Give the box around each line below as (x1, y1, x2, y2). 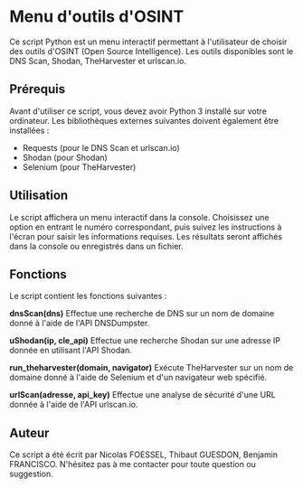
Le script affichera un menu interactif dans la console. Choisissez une (9, 211, 270, 222)
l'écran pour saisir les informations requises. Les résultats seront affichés (9, 230, 283, 241)
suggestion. (9, 468, 54, 480)
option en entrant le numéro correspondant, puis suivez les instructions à (9, 221, 282, 232)
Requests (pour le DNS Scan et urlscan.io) (22, 142, 181, 153)
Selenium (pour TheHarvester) (22, 161, 137, 173)
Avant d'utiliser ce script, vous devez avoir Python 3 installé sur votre (9, 106, 267, 117)
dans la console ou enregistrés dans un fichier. (9, 240, 184, 251)
